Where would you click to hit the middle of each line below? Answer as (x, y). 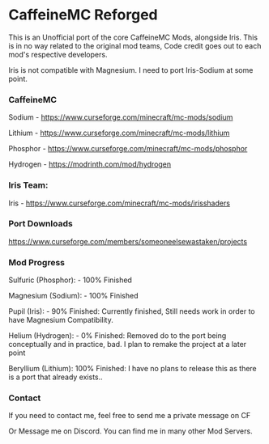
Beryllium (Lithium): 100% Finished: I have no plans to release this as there (132, 369)
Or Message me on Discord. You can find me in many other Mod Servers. (130, 431)
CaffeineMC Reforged (83, 15)
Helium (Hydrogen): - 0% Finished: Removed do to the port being (117, 336)
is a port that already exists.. (56, 377)
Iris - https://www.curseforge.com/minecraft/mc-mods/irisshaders (120, 203)
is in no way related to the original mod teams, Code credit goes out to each (135, 45)
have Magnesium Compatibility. (61, 320)
